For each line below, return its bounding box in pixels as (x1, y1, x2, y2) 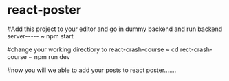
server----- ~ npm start (7, 32, 74, 40)
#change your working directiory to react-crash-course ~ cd (7, 45, 179, 54)
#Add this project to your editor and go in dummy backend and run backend (7, 25, 223, 33)
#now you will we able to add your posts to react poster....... (7, 66, 177, 74)
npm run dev (34, 52, 70, 60)
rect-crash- (179, 45, 213, 54)
